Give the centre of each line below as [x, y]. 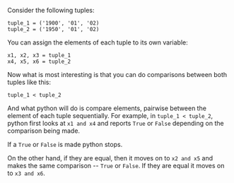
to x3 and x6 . [27, 173]
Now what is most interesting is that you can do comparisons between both [117, 75]
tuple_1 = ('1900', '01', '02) [53, 23]
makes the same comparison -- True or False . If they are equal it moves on [116, 166]
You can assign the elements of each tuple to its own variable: [98, 42]
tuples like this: [29, 82]
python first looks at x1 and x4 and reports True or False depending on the [116, 123]
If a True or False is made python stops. [65, 144]
